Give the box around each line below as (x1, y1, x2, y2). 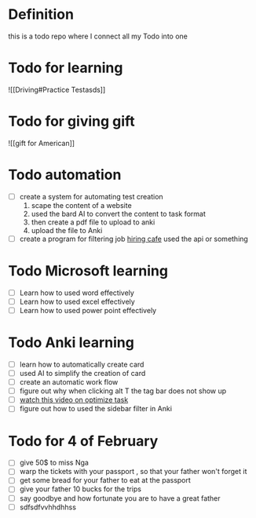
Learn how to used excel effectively (19, 297, 135, 306)
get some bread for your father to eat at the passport (19, 476, 191, 485)
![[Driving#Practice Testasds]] (8, 85, 106, 94)
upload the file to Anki (31, 225, 103, 235)
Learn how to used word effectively (19, 288, 135, 297)
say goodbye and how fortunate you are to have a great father (19, 493, 221, 503)
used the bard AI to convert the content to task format (31, 209, 207, 218)
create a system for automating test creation (19, 192, 163, 201)
